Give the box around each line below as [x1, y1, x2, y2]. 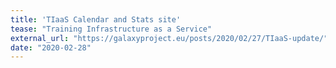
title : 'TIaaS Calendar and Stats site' [10, 14, 182, 25]
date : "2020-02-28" [10, 42, 92, 53]
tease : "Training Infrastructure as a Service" [10, 24, 213, 34]
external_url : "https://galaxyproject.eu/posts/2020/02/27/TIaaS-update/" [10, 33, 329, 43]
